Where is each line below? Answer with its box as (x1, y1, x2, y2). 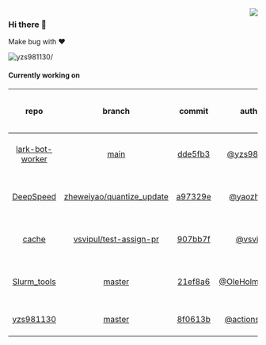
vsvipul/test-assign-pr (73, 233, 160, 245)
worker (21, 154, 47, 165)
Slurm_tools (12, 276, 57, 287)
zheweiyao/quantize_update (63, 191, 169, 202)
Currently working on (8, 70, 81, 80)
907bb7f (177, 233, 211, 245)
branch (102, 105, 131, 116)
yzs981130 (12, 313, 57, 324)
